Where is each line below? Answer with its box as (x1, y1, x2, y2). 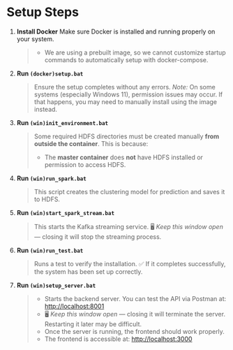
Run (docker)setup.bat (16, 69, 84, 78)
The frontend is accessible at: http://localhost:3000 (44, 335, 193, 343)
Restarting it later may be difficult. (44, 319, 142, 328)
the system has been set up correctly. (33, 267, 143, 276)
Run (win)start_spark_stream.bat (16, 208, 115, 217)
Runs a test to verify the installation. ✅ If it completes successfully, (33, 259, 226, 268)
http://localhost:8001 (44, 302, 105, 310)
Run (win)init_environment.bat (16, 118, 109, 126)
